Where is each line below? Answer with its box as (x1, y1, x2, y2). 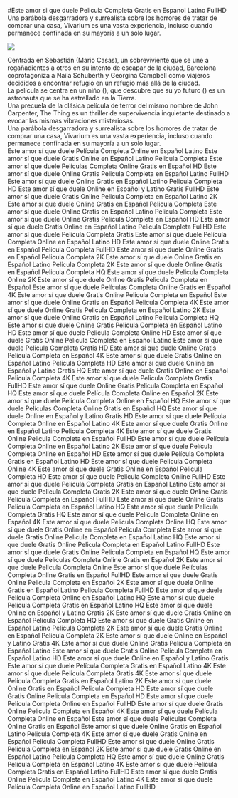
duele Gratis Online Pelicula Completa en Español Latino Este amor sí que (7, 336, 222, 344)
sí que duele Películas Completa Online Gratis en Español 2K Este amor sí (7, 556, 222, 564)
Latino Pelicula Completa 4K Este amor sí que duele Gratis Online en (7, 730, 207, 738)
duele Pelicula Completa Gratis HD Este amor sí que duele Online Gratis (7, 343, 217, 352)
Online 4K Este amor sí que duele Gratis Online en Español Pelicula (7, 465, 203, 473)
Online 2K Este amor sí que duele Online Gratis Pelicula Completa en (7, 276, 208, 284)
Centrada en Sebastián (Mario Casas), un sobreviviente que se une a (7, 56, 210, 64)
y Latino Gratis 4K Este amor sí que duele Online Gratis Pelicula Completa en (7, 639, 232, 647)
